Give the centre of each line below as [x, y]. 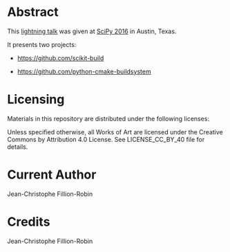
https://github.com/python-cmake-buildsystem [84, 71]
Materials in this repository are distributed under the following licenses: [108, 118]
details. [18, 147]
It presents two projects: [42, 44]
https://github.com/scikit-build [60, 58]
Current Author [52, 175]
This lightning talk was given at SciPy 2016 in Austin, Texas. [92, 31]
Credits [29, 222]
